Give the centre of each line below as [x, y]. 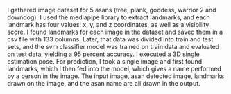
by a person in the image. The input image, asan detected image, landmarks [116, 76]
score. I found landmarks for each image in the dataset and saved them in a [115, 32]
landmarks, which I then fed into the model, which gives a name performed [114, 69]
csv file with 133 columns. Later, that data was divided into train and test [110, 39]
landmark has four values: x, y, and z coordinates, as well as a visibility [108, 25]
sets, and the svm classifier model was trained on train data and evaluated [113, 47]
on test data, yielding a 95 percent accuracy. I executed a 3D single [103, 54]
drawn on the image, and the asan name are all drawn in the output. [104, 83]
